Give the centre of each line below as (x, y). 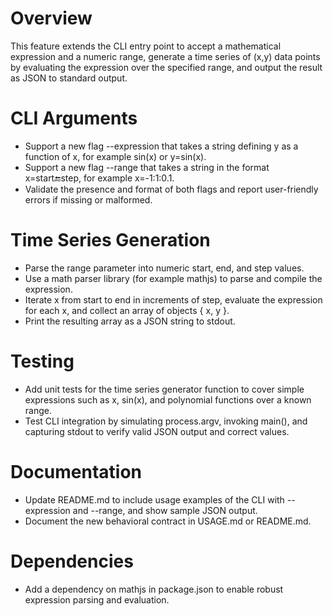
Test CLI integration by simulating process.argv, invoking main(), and (166, 421)
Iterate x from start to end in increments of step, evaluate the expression (173, 299)
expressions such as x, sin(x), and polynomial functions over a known (168, 399)
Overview (51, 18)
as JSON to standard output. (69, 78)
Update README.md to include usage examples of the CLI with (154, 499)
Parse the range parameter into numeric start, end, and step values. (164, 268)
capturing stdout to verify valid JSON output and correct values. (157, 431)
